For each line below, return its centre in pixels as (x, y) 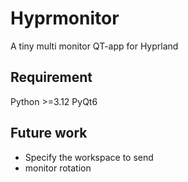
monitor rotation (58, 168)
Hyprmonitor (65, 18)
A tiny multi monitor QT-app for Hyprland (94, 46)
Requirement (51, 77)
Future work (49, 133)
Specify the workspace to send (89, 157)
